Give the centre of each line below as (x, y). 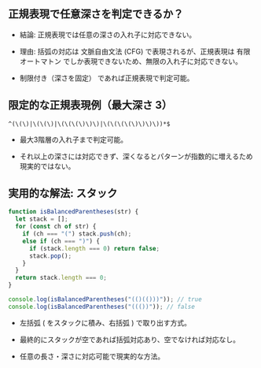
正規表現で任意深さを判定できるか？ (96, 14)
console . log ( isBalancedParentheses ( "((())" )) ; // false (101, 307)
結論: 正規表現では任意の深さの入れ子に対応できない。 (108, 35)
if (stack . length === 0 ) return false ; (94, 248)
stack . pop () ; (50, 256)
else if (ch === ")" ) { (61, 241)
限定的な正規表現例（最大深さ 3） (90, 105)
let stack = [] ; (42, 219)
